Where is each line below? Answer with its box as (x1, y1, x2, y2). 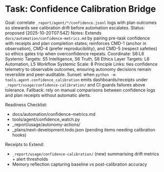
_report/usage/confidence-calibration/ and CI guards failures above (5, 82, 145, 87)
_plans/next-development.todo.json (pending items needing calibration (12, 127, 156, 132)
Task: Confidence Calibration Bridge (5, 3, 156, 15)
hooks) (12, 132, 27, 138)
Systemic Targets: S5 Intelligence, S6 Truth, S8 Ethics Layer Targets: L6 (5, 56, 150, 62)
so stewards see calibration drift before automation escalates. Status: (5, 24, 145, 30)
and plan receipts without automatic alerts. (5, 92, 92, 98)
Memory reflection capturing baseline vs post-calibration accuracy (12, 161, 147, 167)
